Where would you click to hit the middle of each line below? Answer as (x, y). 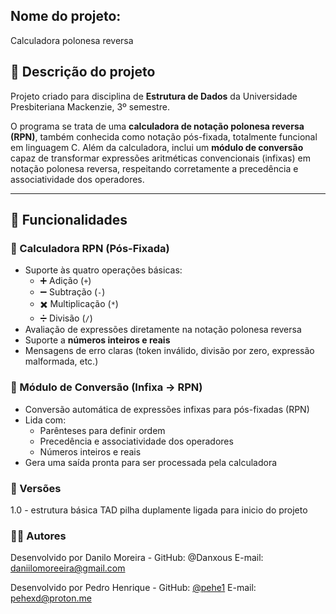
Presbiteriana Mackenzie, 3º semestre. (90, 106)
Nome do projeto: (66, 16)
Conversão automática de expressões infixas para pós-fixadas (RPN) (167, 409)
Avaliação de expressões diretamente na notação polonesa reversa (163, 330)
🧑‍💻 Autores (38, 536)
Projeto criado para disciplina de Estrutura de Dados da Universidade (154, 96)
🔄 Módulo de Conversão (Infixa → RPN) (106, 387)
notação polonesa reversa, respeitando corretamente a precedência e (154, 168)
